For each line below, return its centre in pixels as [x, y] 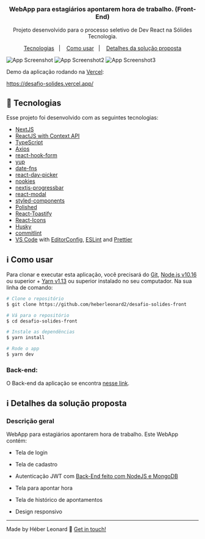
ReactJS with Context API [47, 136]
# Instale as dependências [41, 332]
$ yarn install [26, 338]
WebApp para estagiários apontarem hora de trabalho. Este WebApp [92, 434]
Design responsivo [39, 512]
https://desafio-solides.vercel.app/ [50, 84]
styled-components [40, 201]
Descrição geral [31, 421]
